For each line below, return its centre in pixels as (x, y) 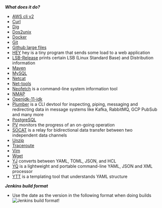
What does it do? (23, 7)
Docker (19, 37)
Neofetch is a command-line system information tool (65, 89)
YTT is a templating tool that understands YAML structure (70, 176)
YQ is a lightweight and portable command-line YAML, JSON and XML (82, 166)
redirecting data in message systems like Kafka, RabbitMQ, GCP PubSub (85, 109)
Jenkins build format (27, 186)
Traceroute (23, 146)
